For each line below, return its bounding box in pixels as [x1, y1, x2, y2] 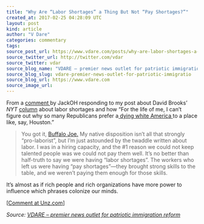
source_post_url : [6, 49, 50, 55]
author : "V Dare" [6, 32, 50, 38]
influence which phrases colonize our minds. [6, 187, 118, 195]
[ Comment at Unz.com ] [6, 199, 65, 206]
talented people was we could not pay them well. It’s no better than [21, 150, 189, 157]
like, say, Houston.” [6, 119, 55, 125]
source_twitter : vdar [6, 60, 61, 66]
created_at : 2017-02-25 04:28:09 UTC [6, 15, 102, 21]
